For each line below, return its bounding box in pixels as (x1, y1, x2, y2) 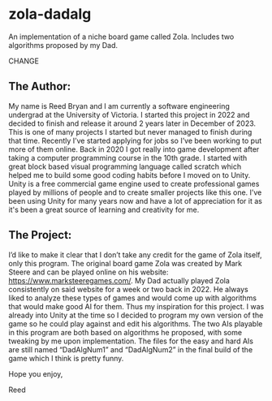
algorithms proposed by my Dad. (8, 40, 119, 50)
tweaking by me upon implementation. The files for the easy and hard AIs (8, 336, 254, 346)
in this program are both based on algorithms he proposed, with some (8, 327, 242, 337)
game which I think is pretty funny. (8, 353, 124, 363)
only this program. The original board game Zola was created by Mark (8, 258, 242, 268)
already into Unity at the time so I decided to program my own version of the (8, 310, 264, 320)
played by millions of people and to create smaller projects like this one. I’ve (8, 188, 262, 197)
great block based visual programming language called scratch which (8, 162, 242, 171)
